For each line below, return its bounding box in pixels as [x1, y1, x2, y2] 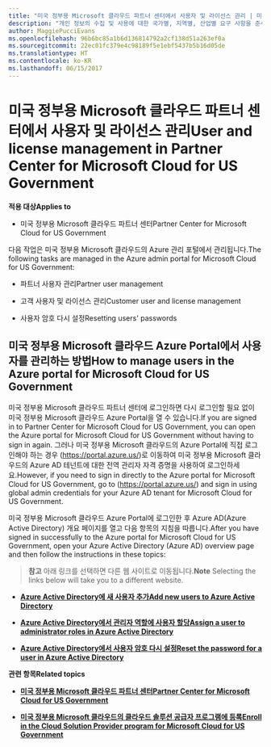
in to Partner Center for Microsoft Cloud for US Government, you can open [8, 422, 256, 431]
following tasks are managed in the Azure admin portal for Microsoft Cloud [8, 254, 256, 263]
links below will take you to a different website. [27, 575, 184, 585]
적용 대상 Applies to [8, 201, 71, 211]
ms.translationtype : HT [8, 49, 89, 57]
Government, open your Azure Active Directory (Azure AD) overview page [8, 540, 255, 550]
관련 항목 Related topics [8, 669, 85, 678]
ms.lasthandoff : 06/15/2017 [8, 65, 103, 73]
